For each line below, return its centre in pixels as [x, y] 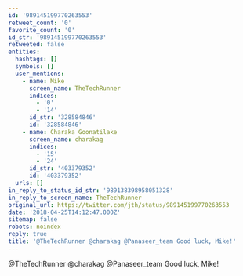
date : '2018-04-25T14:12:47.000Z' [65, 212]
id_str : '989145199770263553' [58, 37]
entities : [24, 52]
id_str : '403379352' [62, 169]
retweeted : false [36, 45]
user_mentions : [40, 74]
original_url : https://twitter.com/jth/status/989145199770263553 [119, 205]
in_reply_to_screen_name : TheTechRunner [75, 198]
